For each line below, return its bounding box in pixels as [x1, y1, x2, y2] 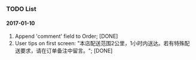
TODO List [6, 5, 37, 13]
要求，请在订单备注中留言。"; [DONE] [20, 47, 113, 55]
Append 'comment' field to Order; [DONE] [14, 33, 118, 40]
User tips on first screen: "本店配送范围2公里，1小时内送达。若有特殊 [14, 40, 185, 47]
